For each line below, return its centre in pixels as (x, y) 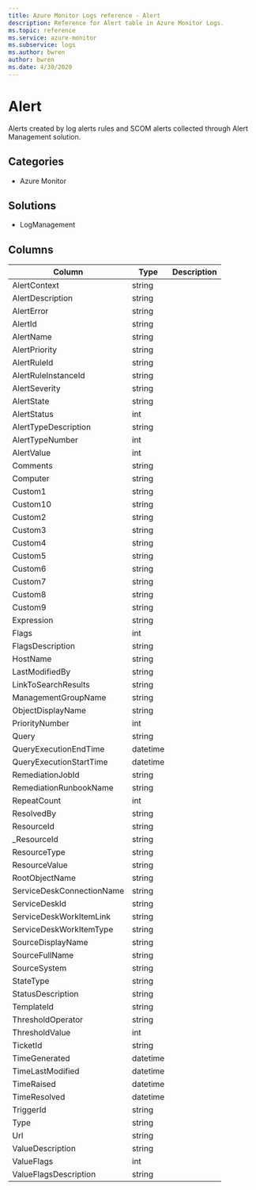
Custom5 (29, 556)
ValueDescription (44, 1149)
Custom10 (32, 504)
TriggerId (29, 1110)
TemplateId (33, 1007)
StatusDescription (45, 994)
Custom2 (29, 518)
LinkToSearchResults (51, 685)
